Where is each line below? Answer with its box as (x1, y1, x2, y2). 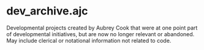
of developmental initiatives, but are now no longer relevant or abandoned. (6, 30, 195, 37)
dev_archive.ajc (6, 4, 88, 18)
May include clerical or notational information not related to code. (6, 37, 172, 44)
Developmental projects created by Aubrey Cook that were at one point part (6, 24, 198, 31)
